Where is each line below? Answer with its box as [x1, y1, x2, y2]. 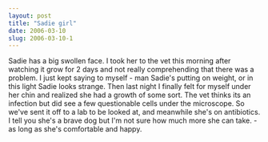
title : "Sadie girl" [8, 19, 78, 27]
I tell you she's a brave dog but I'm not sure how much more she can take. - [8, 116, 258, 125]
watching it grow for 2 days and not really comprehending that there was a [8, 65, 254, 75]
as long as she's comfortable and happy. [8, 124, 142, 134]
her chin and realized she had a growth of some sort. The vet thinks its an [8, 90, 251, 100]
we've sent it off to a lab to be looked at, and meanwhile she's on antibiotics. [8, 108, 261, 117]
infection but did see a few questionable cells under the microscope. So [8, 99, 246, 108]
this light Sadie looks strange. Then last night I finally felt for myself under [8, 82, 251, 91]
